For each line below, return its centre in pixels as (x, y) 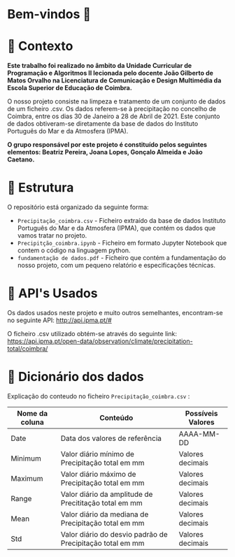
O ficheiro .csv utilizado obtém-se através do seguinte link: (92, 334)
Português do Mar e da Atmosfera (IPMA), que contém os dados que (116, 228)
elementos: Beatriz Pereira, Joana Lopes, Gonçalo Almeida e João (105, 152)
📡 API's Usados (52, 294)
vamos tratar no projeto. (52, 236)
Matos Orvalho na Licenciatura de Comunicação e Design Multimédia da (114, 80)
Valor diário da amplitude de (107, 494)
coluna (32, 422)
